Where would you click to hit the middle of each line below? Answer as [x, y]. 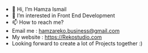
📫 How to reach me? [38, 22]
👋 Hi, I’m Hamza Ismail [39, 9]
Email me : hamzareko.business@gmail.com [66, 31]
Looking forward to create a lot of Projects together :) [77, 43]
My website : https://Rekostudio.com [57, 37]
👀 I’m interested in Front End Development [63, 15]
